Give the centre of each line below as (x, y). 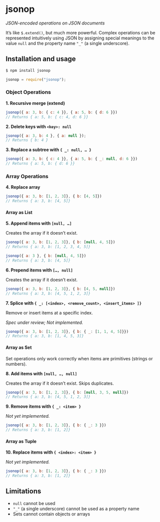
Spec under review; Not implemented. (45, 322)
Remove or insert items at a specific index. (49, 312)
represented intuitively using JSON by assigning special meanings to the (80, 38)
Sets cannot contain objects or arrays (51, 514)
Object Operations (28, 92)
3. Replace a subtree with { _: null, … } (49, 150)
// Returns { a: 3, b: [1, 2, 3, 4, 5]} (48, 247)
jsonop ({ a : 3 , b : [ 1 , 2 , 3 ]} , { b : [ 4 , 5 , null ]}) (61, 289)
